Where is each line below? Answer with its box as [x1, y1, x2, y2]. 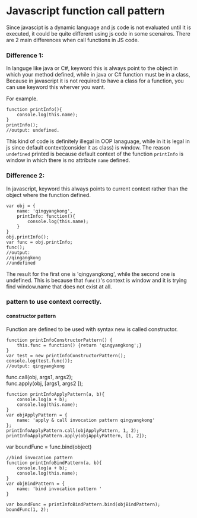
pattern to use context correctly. [6, 298, 102, 306]
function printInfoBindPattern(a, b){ [6, 460, 102, 466]
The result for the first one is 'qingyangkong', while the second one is [6, 270, 176, 277]
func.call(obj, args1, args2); [6, 373, 73, 380]
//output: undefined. [6, 128, 60, 134]
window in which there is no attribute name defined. [6, 157, 131, 164]
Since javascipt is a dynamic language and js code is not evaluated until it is [6, 24, 192, 31]
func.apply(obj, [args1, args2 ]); [6, 380, 83, 387]
